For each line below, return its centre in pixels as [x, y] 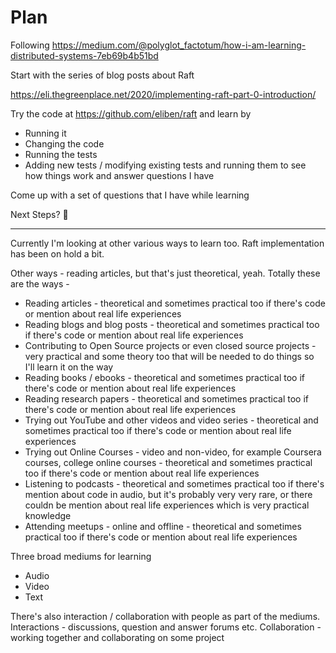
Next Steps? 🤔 [39, 214]
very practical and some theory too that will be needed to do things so [169, 356]
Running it [45, 133]
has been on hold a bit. [57, 253]
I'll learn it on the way [69, 367]
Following [30, 45]
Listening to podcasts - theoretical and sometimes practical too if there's [174, 483]
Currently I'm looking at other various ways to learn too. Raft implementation [167, 243]
